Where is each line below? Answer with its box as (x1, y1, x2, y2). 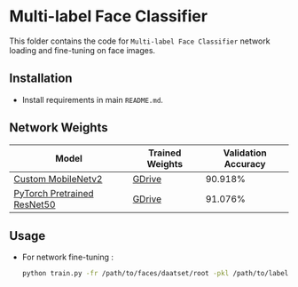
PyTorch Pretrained (13, 187, 94, 199)
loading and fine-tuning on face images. (9, 44, 156, 55)
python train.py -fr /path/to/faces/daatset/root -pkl (21, 269, 230, 278)
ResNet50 (13, 198, 56, 211)
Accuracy (223, 157, 266, 170)
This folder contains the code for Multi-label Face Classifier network (9, 36, 271, 46)
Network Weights (9, 120, 108, 135)
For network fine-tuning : (21, 251, 114, 263)
